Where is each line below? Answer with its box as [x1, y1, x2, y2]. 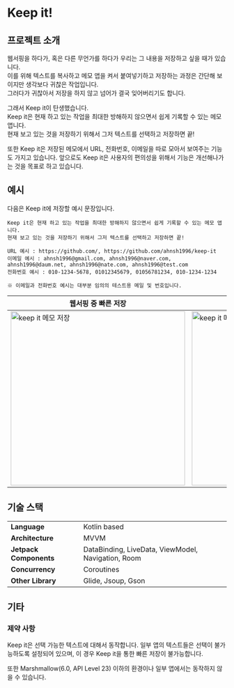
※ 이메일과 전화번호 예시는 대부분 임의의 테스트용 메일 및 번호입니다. [7, 282, 182, 289]
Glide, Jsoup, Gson [83, 576, 146, 586]
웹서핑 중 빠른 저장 [69, 298, 127, 308]
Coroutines [83, 564, 120, 574]
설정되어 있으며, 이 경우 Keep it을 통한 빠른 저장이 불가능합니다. [31, 650, 203, 658]
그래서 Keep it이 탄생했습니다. [7, 104, 89, 112]
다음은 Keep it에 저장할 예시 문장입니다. [7, 204, 115, 212]
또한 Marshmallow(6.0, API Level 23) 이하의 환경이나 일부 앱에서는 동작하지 [7, 664, 216, 673]
